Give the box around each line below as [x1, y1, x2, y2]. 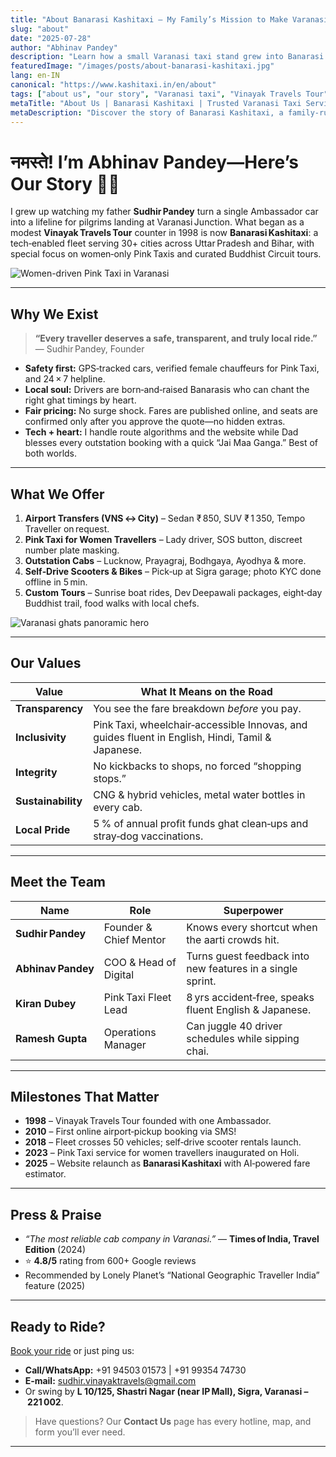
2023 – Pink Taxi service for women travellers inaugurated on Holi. [24, 1147, 300, 1159]
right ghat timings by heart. [24, 394, 137, 406]
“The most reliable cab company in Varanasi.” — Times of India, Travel [24, 1233, 320, 1245]
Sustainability [15, 794, 83, 808]
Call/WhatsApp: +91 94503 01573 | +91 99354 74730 [24, 1364, 247, 1376]
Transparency [15, 701, 84, 715]
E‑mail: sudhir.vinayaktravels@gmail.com [24, 1375, 197, 1386]
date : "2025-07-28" [10, 33, 92, 43]
